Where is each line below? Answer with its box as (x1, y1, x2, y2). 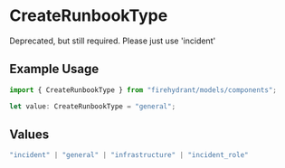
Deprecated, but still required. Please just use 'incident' (9, 35, 216, 46)
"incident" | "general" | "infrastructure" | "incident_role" (9, 151, 249, 160)
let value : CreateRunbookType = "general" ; (9, 101, 176, 111)
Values (9, 126, 50, 142)
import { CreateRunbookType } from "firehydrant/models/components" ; (9, 85, 278, 95)
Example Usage (9, 61, 100, 77)
